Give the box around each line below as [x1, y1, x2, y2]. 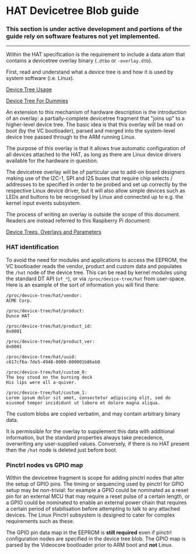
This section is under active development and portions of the [6, 25, 183, 33]
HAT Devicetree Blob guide [6, 4, 139, 18]
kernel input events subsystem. [6, 200, 82, 207]
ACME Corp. [6, 297, 33, 303]
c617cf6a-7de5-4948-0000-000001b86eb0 [6, 359, 100, 365]
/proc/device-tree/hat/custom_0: [6, 369, 87, 375]
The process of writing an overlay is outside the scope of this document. [6, 211, 181, 218]
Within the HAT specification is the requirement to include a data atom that [6, 51, 185, 58]
